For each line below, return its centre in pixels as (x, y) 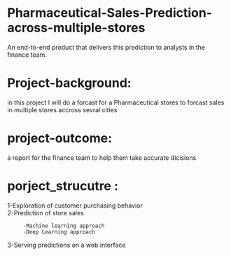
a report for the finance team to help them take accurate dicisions (102, 157)
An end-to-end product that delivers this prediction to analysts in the (106, 47)
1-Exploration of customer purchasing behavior (75, 206)
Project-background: (69, 83)
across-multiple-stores (76, 28)
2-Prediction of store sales (45, 213)
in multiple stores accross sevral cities (62, 109)
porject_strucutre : (63, 186)
